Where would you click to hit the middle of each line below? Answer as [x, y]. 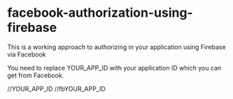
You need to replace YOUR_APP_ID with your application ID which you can [114, 68]
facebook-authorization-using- [100, 13]
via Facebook [27, 54]
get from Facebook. [36, 75]
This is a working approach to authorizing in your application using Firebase [116, 47]
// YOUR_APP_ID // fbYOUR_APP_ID [57, 89]
